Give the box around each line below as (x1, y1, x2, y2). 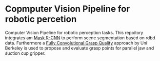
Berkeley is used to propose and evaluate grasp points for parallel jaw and (5, 45, 154, 51)
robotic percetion (5, 14, 77, 25)
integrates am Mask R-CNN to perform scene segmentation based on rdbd (5, 35, 155, 41)
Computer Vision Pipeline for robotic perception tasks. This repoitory (5, 30, 143, 35)
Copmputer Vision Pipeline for (5, 3, 130, 15)
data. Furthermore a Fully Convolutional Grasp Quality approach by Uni (5, 40, 148, 46)
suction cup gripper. (5, 50, 46, 56)
